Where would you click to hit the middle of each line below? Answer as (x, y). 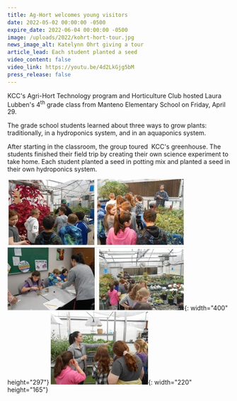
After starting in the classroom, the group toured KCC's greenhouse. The (114, 147)
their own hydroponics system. (52, 169)
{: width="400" (206, 308)
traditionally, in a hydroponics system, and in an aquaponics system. (107, 133)
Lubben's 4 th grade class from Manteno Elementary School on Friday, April (117, 104)
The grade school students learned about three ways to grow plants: (107, 126)
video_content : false (39, 60)
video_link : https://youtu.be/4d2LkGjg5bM (71, 67)
